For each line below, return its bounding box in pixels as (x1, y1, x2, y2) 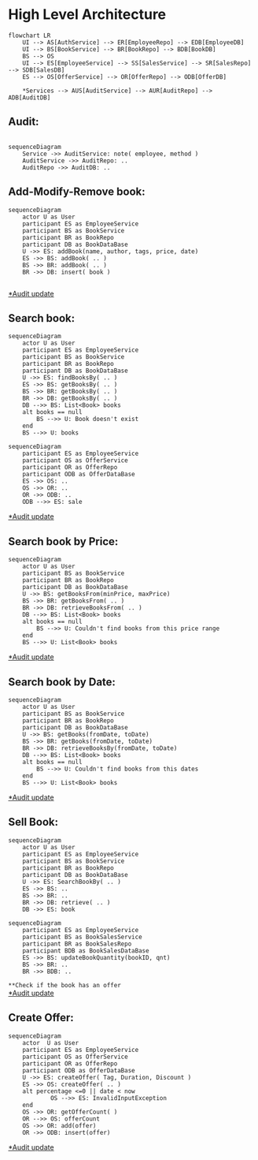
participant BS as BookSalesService (22, 933, 143, 941)
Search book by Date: (8, 675, 116, 688)
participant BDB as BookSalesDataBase (22, 946, 149, 955)
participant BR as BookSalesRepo (22, 940, 132, 948)
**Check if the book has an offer (8, 981, 122, 989)
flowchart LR (8, 32, 51, 39)
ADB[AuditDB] (8, 93, 51, 102)
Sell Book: (8, 815, 59, 829)
